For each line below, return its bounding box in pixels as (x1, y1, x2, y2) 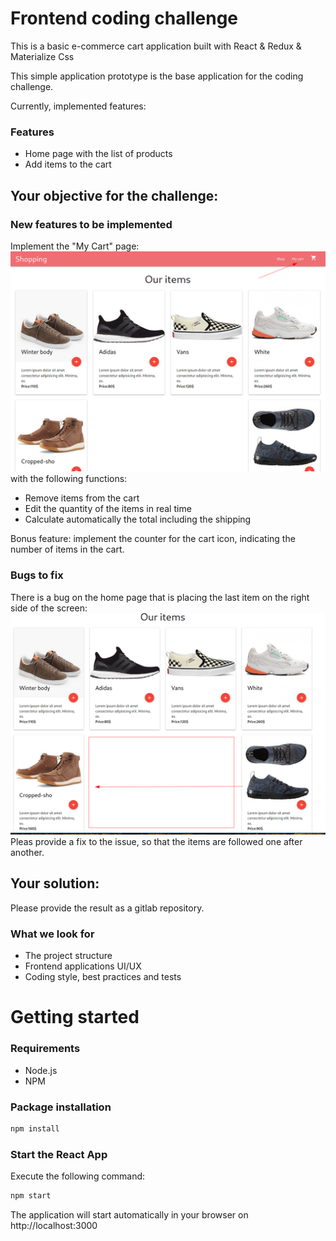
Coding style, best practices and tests (24, 971, 182, 983)
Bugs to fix (10, 568, 64, 582)
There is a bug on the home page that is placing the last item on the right (10, 591, 310, 603)
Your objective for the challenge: (10, 187, 219, 204)
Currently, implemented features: (10, 100, 147, 112)
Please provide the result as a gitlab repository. (10, 902, 205, 914)
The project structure (24, 950, 113, 962)
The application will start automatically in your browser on (10, 1208, 249, 1221)
